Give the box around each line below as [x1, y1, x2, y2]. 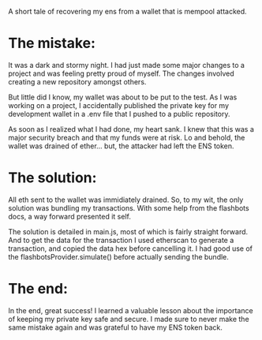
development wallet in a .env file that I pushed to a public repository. [8, 109, 230, 118]
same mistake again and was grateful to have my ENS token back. [8, 323, 223, 332]
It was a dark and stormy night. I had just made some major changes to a [8, 60, 245, 69]
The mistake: [8, 35, 96, 52]
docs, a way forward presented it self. [8, 211, 132, 221]
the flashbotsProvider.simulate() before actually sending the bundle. [8, 252, 229, 261]
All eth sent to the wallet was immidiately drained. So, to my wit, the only [8, 195, 244, 204]
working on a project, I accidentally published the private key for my [8, 100, 230, 110]
